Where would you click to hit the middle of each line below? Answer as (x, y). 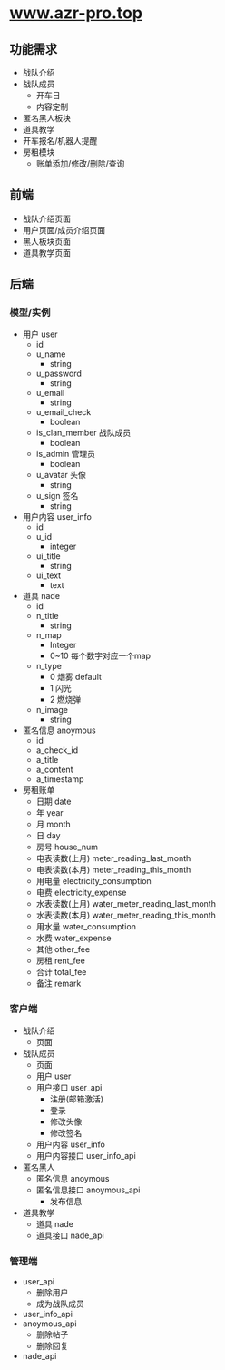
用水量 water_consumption (86, 926)
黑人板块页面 (46, 241)
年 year (49, 812)
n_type (49, 665)
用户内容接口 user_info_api (86, 1155)
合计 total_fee (61, 971)
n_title (47, 615)
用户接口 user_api (69, 1087)
